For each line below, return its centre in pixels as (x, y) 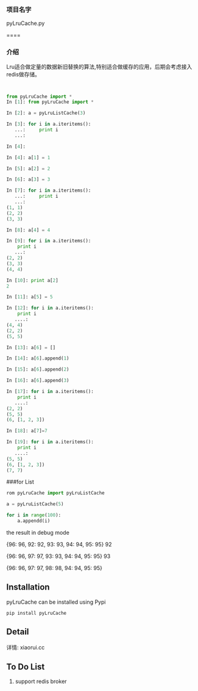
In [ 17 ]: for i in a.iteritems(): (50, 392)
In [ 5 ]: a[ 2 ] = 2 (28, 168)
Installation (28, 587)
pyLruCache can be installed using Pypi (56, 602)
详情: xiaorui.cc (26, 647)
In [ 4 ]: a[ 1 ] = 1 (28, 157)
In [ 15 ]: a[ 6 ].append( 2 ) (38, 370)
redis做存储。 (23, 74)
